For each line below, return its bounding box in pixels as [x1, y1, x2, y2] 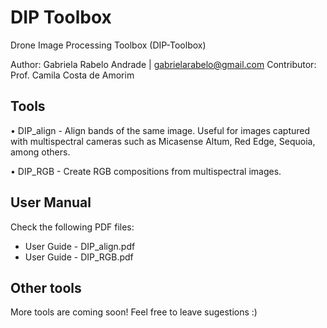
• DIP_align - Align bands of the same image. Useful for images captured [10, 124, 311, 136]
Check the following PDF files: [10, 221, 135, 233]
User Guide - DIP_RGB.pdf [24, 251, 134, 263]
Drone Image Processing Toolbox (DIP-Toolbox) [10, 39, 207, 51]
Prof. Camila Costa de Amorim [10, 69, 135, 81]
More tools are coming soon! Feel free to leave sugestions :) [10, 306, 258, 318]
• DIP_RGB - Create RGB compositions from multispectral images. [10, 165, 282, 177]
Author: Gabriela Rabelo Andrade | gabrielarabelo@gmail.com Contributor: [10, 58, 317, 70]
